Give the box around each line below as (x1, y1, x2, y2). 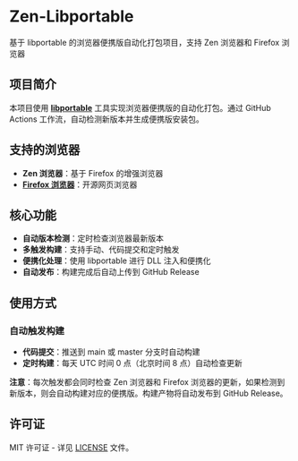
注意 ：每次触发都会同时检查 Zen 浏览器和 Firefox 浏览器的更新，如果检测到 (9, 377, 285, 388)
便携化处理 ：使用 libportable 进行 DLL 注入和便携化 (21, 255, 211, 266)
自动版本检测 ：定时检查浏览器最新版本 (21, 233, 164, 243)
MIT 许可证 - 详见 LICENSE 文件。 (9, 441, 134, 453)
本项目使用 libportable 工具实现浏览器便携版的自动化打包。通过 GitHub (9, 102, 271, 113)
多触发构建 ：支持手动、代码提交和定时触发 (21, 244, 180, 255)
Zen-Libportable (9, 6, 134, 27)
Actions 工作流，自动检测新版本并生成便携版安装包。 (9, 114, 204, 124)
